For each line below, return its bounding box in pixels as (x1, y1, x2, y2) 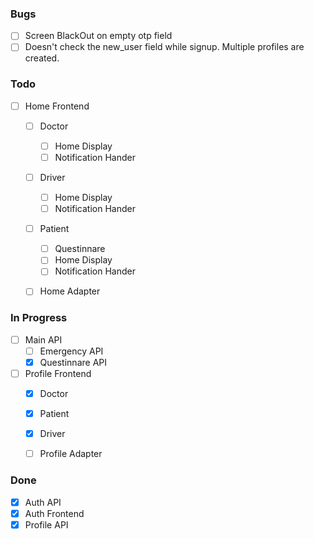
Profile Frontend (24, 367, 92, 379)
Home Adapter (39, 285, 101, 297)
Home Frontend (24, 100, 90, 112)
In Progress (10, 311, 68, 325)
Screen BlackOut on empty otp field (24, 30, 173, 42)
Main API (24, 333, 63, 346)
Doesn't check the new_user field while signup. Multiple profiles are (24, 41, 305, 53)
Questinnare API (39, 356, 107, 368)
